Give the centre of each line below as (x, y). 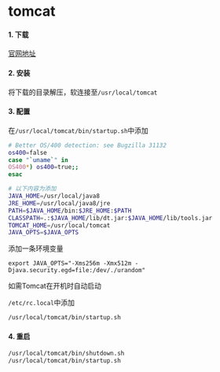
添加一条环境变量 (36, 249)
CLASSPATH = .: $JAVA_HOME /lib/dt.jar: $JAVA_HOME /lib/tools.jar (110, 218)
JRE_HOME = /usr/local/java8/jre (59, 203)
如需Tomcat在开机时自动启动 (55, 286)
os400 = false (27, 153)
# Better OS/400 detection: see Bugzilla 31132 (88, 145)
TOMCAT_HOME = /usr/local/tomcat (59, 225)
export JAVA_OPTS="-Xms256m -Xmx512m (70, 263)
